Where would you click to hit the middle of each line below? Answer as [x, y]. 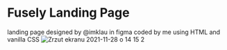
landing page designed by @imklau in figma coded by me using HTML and [114, 32]
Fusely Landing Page [68, 13]
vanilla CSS [24, 39]
